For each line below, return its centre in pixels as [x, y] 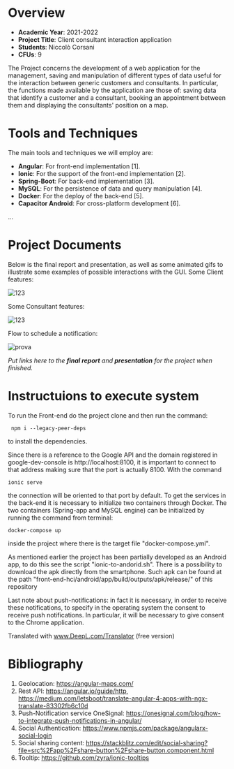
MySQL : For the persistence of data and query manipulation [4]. [110, 188]
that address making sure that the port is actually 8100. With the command [115, 469]
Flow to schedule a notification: [53, 333]
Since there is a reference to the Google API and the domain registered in [113, 455]
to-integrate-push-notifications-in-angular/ [80, 720]
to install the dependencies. [48, 441]
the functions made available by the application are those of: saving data [112, 90]
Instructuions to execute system [103, 396]
